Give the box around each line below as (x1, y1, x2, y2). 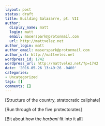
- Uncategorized (5, 75, 38, 79)
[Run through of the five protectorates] (5, 106, 82, 112)
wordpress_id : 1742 (5, 57, 45, 62)
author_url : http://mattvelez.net (5, 52, 75, 57)
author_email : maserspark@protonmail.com (5, 47, 90, 52)
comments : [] (5, 83, 31, 89)
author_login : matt (5, 43, 45, 48)
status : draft (5, 12, 34, 16)
